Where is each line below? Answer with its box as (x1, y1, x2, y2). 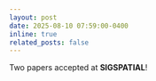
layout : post (9, 12, 58, 22)
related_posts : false (9, 37, 90, 47)
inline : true (9, 29, 58, 38)
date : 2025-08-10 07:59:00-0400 (9, 21, 129, 30)
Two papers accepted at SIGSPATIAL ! (9, 62, 148, 73)
